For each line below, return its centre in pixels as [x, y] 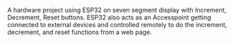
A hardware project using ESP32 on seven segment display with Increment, [117, 10]
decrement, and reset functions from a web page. [80, 32]
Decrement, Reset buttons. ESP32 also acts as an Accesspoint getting [109, 17]
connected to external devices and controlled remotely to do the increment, [117, 25]
